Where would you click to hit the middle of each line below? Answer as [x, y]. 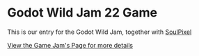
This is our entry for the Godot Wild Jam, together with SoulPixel [99, 32]
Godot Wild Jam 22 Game [82, 13]
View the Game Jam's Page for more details [70, 45]
